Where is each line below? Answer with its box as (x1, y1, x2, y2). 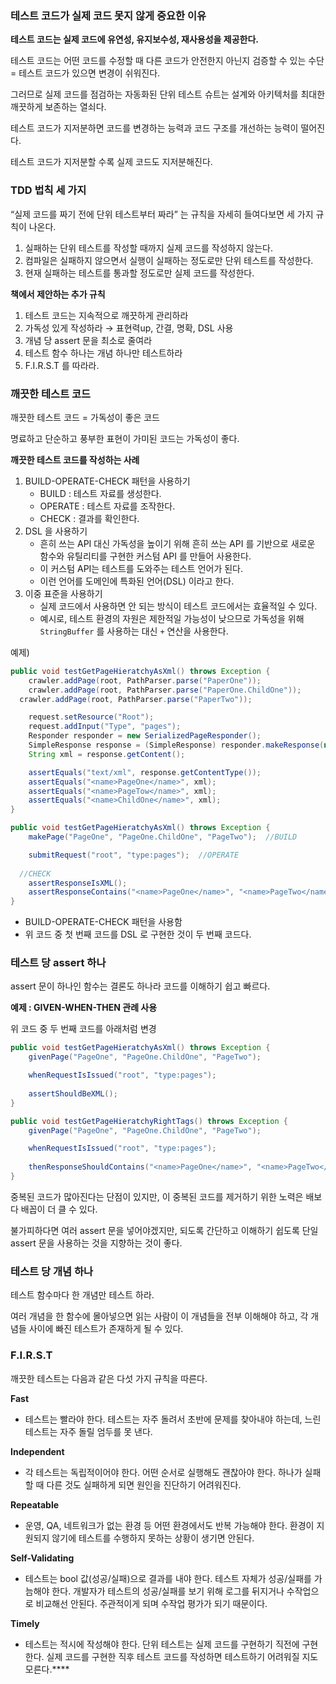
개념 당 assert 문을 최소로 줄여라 (24, 334, 153, 346)
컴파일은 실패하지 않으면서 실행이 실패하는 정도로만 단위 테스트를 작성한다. (24, 254, 314, 266)
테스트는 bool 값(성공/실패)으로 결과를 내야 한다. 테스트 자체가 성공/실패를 (24, 1572, 312, 1584)
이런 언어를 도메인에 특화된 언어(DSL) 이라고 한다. (39, 575, 235, 587)
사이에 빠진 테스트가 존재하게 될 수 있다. (28, 1323, 184, 1335)
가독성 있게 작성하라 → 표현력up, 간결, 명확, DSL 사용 (24, 322, 234, 334)
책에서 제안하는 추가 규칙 (10, 288, 106, 300)
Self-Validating (10, 1552, 75, 1564)
